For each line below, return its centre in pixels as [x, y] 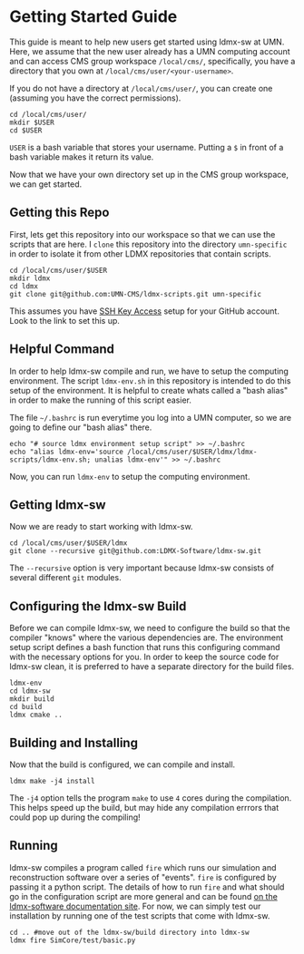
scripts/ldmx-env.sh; [50, 460]
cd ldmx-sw [30, 691]
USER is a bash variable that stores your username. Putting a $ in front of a [147, 147]
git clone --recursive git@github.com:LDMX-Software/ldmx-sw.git [135, 551]
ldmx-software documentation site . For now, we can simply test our [135, 906]
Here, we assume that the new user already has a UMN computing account [150, 51]
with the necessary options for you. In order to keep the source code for [144, 657]
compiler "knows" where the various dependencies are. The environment [147, 638]
